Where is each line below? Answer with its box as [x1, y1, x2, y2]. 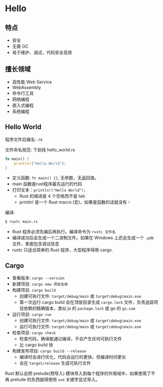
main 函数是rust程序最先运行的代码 [12, 181, 83, 187]
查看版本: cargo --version [12, 275, 65, 280]
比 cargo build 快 [19, 342, 54, 348]
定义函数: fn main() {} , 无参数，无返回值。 [12, 175, 99, 181]
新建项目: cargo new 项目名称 [12, 281, 68, 287]
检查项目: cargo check [12, 330, 56, 335]
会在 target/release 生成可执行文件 [19, 360, 91, 366]
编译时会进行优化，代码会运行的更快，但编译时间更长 [19, 354, 127, 360]
